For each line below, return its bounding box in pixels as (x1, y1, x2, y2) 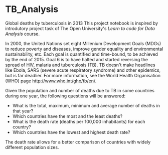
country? (12, 124, 31, 130)
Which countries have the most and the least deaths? (12, 113, 123, 119)
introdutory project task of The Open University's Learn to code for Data (5, 25, 155, 31)
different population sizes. (5, 144, 59, 150)
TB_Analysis (5, 4, 59, 15)
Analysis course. (5, 31, 40, 37)
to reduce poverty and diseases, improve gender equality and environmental (5, 46, 163, 52)
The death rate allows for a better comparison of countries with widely (5, 139, 151, 145)
